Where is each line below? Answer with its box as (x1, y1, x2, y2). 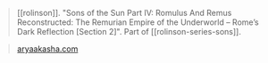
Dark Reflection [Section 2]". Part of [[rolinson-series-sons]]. (16, 27, 242, 36)
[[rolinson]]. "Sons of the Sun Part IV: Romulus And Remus (16, 8, 232, 18)
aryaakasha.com (16, 43, 79, 54)
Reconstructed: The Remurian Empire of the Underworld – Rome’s (16, 17, 260, 28)
